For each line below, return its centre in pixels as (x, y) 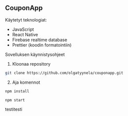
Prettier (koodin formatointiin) (42, 45)
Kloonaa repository (31, 64)
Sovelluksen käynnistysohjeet (35, 54)
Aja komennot (26, 82)
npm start (15, 100)
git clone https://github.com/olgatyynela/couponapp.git (64, 73)
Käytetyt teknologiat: (26, 20)
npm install (17, 91)
